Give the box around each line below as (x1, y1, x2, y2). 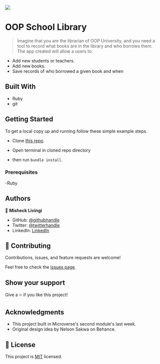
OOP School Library (5, 22, 87, 33)
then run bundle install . (12, 156, 63, 162)
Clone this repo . (12, 138, 45, 144)
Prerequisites (5, 169, 38, 176)
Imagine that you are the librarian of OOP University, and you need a (17, 37, 156, 44)
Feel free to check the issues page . (5, 264, 76, 270)
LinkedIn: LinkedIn (12, 227, 50, 233)
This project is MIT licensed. (5, 353, 62, 359)
